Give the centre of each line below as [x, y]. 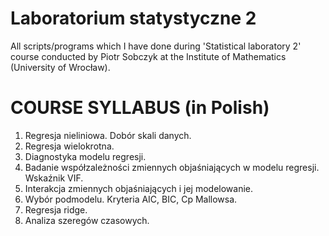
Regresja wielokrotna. [69, 146]
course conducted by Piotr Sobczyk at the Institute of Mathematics [148, 56]
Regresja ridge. [56, 209]
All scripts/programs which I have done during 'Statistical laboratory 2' [156, 46]
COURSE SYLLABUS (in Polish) [140, 108]
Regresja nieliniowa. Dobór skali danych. [108, 135]
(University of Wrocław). [60, 67]
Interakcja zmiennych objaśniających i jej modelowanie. [139, 188]
